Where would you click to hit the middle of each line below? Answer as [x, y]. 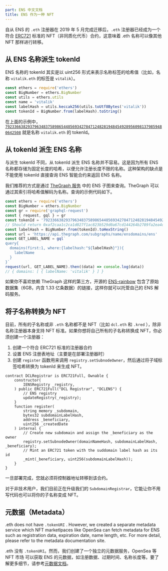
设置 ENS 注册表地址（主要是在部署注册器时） [60, 354]
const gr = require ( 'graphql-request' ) [47, 211]
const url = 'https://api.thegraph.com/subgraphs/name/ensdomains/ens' [81, 234]
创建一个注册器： [27, 337]
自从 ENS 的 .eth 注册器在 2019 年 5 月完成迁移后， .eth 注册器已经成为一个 [83, 29]
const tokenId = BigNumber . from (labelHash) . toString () [63, 111]
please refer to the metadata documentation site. [55, 540]
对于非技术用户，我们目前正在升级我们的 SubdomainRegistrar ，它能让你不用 [83, 489]
